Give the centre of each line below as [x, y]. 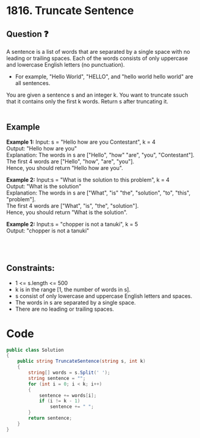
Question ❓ [27, 34]
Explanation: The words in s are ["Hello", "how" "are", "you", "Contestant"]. [101, 155]
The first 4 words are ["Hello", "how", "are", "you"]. [70, 161]
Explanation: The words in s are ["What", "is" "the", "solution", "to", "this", [98, 193]
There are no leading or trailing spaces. [65, 309]
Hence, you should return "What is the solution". [67, 212]
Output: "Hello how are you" [42, 148]
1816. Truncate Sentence [70, 11]
